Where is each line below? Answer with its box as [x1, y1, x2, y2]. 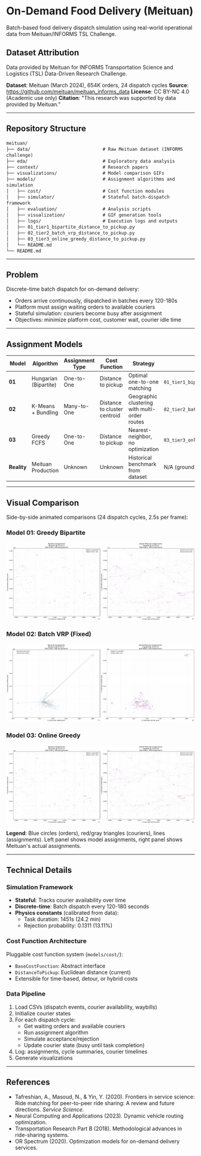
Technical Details [6, 865, 72, 875]
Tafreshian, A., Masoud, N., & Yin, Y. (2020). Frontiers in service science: [14, 1093, 195, 1100]
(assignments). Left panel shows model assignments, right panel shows [6, 836, 183, 843]
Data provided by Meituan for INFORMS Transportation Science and [6, 63, 173, 71]
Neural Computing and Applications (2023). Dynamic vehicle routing [14, 1112, 184, 1120]
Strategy [132, 360, 155, 367]
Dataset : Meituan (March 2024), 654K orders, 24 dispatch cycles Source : [6, 81, 189, 89]
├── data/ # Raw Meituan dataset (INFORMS [6, 146, 184, 152]
